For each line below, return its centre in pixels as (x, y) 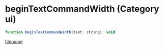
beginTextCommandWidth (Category (82, 9)
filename (14, 41)
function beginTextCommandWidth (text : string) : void (60, 32)
